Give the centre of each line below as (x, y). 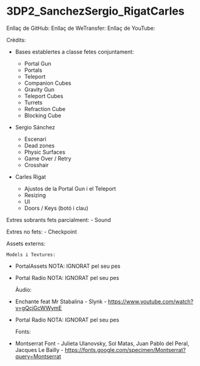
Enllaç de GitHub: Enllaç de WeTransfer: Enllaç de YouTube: (81, 28)
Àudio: (23, 289)
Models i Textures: (31, 254)
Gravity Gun (39, 89)
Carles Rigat (30, 177)
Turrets (33, 102)
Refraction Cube (45, 109)
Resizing (35, 195)
